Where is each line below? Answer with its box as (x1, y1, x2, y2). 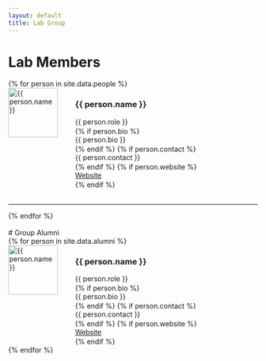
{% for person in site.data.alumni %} (8, 236, 127, 245)
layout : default (8, 11, 62, 20)
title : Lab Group (8, 19, 66, 27)
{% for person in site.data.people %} (8, 79, 128, 89)
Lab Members (8, 53, 101, 71)
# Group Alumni (8, 227, 59, 237)
